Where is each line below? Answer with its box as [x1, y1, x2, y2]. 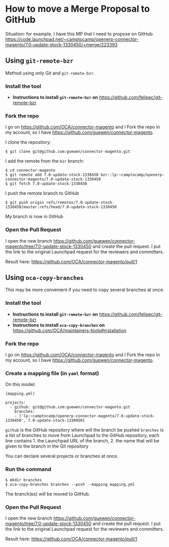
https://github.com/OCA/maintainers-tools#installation [12, 327, 127, 333]
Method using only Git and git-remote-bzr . [5, 70, 95, 76]
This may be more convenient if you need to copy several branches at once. [5, 286, 164, 293]
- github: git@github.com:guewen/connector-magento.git [10, 405, 130, 410]
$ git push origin [5, 200, 44, 205]
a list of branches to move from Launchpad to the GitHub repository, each [5, 432, 160, 438]
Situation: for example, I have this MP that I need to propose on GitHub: [5, 31, 154, 37]
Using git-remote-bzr [5, 57, 74, 65]
